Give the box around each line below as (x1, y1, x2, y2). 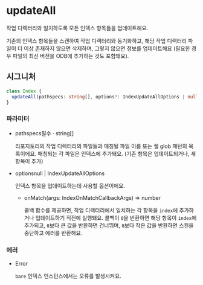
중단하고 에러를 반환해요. (24, 229, 83, 236)
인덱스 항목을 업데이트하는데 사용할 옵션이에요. (14, 182, 126, 189)
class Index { (6, 88, 42, 94)
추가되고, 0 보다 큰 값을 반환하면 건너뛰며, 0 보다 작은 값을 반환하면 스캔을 (24, 222, 194, 229)
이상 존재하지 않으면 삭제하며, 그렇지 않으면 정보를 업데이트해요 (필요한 (24, 45, 190, 52)
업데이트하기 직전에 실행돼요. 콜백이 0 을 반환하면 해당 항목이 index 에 (35, 214, 197, 221)
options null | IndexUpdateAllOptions (14, 170, 105, 177)
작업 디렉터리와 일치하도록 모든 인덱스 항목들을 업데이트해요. (6, 24, 149, 31)
